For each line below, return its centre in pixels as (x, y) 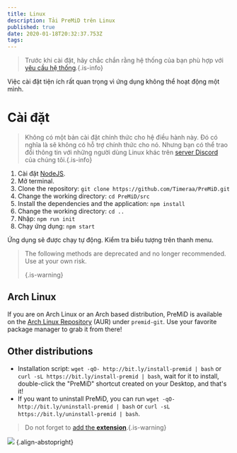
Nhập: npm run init (46, 219)
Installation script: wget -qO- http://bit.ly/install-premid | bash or (120, 368)
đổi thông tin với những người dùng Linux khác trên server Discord (121, 152)
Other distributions (50, 351)
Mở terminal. (36, 181)
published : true (31, 27)
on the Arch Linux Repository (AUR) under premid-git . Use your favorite (112, 321)
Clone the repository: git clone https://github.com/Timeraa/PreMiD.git (123, 189)
